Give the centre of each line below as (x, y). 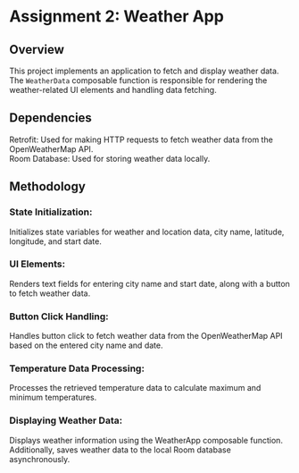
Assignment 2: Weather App (117, 17)
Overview (37, 50)
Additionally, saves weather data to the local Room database (120, 450)
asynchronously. (40, 459)
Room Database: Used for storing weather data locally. (110, 158)
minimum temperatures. (53, 397)
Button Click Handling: (59, 317)
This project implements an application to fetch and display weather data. (144, 71)
